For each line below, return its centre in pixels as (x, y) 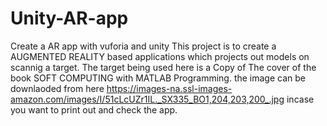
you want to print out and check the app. (94, 109)
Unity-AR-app (69, 18)
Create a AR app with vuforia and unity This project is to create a (143, 46)
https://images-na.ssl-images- (169, 88)
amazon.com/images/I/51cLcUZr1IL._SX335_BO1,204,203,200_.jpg (147, 99)
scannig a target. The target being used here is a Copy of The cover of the (163, 67)
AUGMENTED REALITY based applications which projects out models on (160, 56)
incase (300, 99)
